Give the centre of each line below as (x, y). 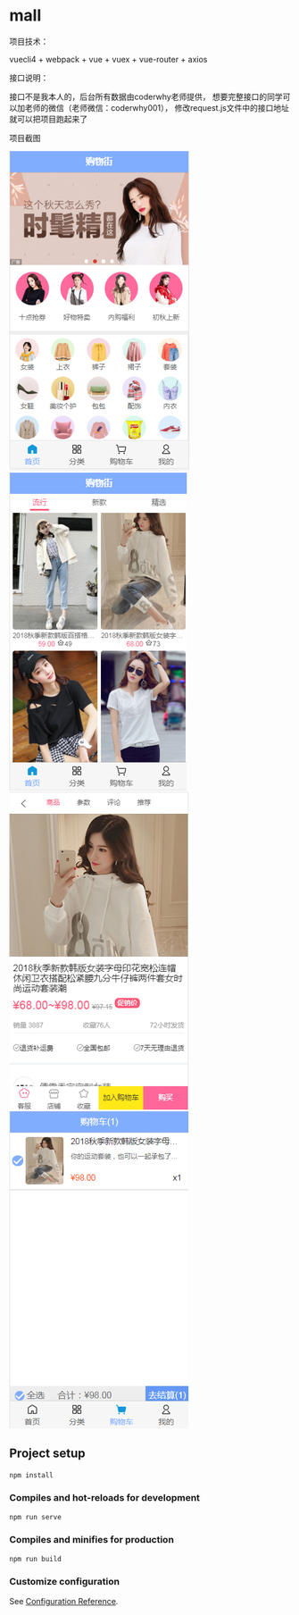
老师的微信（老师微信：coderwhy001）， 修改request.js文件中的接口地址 (157, 107)
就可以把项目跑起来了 (48, 119)
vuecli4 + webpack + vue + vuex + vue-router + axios (108, 59)
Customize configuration (65, 1582)
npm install (31, 1475)
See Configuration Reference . (64, 1601)
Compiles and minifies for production (91, 1539)
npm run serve (36, 1518)
